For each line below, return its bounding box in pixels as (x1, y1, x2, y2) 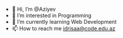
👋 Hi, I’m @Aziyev (11, 6, 56, 12)
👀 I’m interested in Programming (11, 12, 92, 19)
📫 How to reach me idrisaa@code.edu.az (11, 25, 116, 32)
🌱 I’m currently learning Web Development (11, 18, 117, 25)
